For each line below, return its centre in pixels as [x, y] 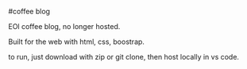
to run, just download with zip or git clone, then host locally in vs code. [124, 57]
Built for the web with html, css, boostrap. [77, 42]
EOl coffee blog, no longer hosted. [64, 26]
